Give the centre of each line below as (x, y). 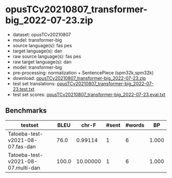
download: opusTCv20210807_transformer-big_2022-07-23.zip (79, 78)
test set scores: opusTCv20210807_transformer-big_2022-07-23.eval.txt (89, 94)
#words (135, 125)
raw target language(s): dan (42, 62)
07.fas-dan (22, 146)
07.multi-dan (24, 168)
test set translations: (34, 84)
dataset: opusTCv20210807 (42, 34)
